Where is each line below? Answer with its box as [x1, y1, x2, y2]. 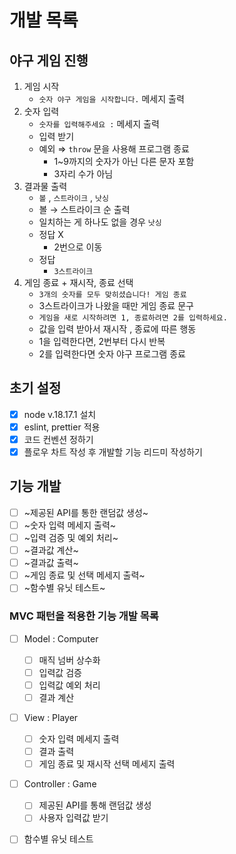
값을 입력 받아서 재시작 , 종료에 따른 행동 [38, 323, 197, 335]
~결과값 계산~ [23, 544, 79, 556]
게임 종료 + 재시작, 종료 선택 [23, 277, 134, 288]
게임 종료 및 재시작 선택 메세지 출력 [38, 758, 176, 770]
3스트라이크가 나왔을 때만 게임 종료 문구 [38, 300, 194, 311]
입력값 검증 [38, 666, 82, 678]
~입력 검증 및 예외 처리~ [23, 532, 119, 543]
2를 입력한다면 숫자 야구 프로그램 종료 [38, 348, 186, 360]
